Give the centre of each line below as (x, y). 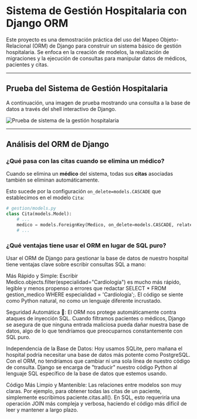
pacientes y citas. (27, 64)
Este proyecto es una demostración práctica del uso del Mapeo (83, 39)
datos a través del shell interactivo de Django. (61, 109)
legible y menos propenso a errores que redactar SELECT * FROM (86, 289)
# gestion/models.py (31, 209)
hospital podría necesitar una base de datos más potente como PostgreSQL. (98, 355)
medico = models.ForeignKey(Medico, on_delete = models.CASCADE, (96, 225)
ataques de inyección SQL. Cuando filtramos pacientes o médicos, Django (96, 319)
